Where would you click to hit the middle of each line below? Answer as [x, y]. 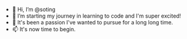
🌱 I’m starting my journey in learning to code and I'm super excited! [97, 16]
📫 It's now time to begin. [44, 29]
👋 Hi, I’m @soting [34, 9]
